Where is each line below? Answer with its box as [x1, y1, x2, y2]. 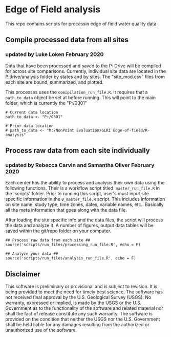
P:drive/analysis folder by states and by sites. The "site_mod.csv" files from [5, 73, 165, 80]
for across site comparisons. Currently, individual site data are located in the [5, 68, 166, 74]
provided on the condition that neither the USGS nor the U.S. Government [5, 316, 160, 322]
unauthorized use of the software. [5, 327, 77, 333]
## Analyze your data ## [5, 251, 58, 256]
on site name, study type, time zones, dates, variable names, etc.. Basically [5, 201, 164, 208]
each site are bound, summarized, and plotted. [5, 79, 104, 85]
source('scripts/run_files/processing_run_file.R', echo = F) [5, 242, 141, 248]
